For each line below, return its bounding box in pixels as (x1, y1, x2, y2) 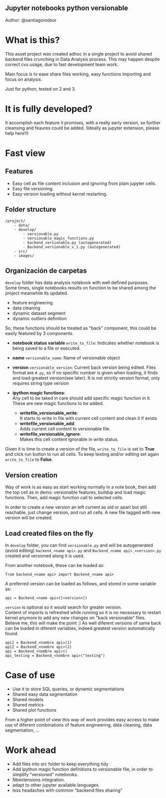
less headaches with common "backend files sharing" (12, 787, 123, 793)
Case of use (5, 670, 55, 681)
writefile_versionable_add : (19, 421, 76, 427)
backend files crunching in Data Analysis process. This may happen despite (5, 56, 160, 62)
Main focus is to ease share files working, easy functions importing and (5, 71, 151, 77)
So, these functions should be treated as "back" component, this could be (5, 325, 157, 331)
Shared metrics (12, 701, 44, 708)
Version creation (5, 471, 58, 479)
